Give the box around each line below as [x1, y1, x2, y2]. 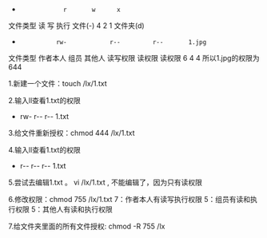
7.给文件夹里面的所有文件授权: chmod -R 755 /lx [8, 221, 165, 231]
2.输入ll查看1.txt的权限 [8, 96, 82, 105]
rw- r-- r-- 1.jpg [55, 38, 207, 46]
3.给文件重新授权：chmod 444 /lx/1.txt [8, 129, 135, 137]
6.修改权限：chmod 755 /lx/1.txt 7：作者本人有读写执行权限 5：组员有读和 [8, 195, 251, 204]
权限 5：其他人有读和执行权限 [14, 204, 114, 214]
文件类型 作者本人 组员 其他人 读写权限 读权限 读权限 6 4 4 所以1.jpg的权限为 [8, 54, 260, 62]
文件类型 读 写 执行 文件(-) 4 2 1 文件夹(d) [8, 21, 145, 30]
